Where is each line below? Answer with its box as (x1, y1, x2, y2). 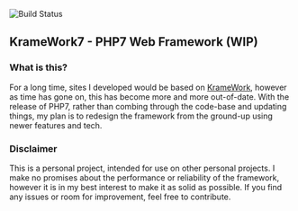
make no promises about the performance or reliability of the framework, (9, 171, 280, 183)
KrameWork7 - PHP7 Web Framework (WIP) (9, 34, 258, 49)
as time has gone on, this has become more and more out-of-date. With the (9, 91, 290, 102)
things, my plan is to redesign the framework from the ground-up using (9, 110, 273, 121)
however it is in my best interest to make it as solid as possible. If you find (9, 181, 283, 192)
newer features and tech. (9, 119, 103, 130)
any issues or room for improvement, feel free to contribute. (9, 191, 231, 202)
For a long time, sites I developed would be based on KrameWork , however (9, 82, 287, 92)
